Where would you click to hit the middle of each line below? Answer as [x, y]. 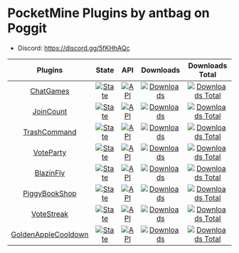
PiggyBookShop [49, 193]
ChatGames [50, 91]
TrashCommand [50, 132]
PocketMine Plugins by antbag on [108, 13]
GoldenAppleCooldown [50, 234]
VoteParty [50, 153]
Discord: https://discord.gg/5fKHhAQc [74, 48]
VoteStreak [50, 214]
